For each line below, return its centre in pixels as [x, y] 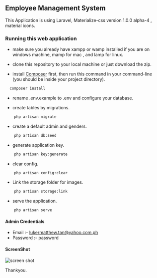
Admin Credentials [25, 221]
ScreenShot [18, 250]
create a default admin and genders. [49, 126]
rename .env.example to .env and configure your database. [73, 98]
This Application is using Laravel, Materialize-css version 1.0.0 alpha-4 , [79, 20]
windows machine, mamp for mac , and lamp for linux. [68, 55]
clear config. [25, 164]
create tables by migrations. [41, 107]
